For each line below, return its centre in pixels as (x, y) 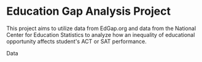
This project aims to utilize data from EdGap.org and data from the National (101, 28)
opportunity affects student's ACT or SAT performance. (77, 41)
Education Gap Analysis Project (88, 11)
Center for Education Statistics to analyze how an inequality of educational (101, 34)
